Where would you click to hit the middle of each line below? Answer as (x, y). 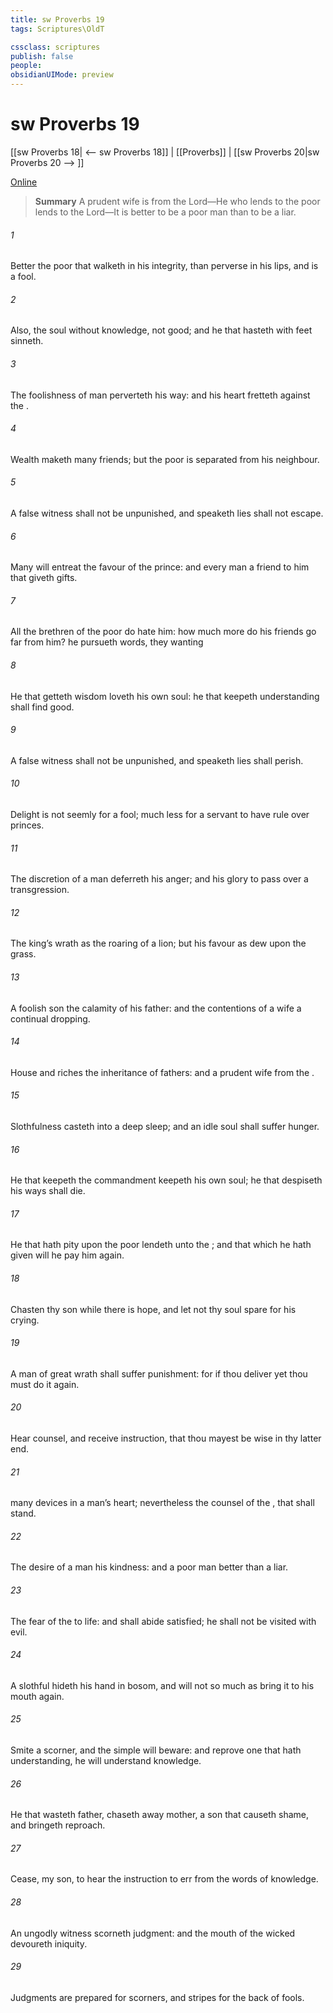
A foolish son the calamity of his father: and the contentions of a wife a (156, 1008)
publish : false (42, 56)
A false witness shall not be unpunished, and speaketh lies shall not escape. (167, 513)
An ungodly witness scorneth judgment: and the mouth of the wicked (153, 1933)
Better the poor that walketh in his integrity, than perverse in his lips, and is (164, 266)
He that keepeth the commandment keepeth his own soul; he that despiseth (166, 1180)
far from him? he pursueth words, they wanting (107, 642)
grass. (23, 954)
